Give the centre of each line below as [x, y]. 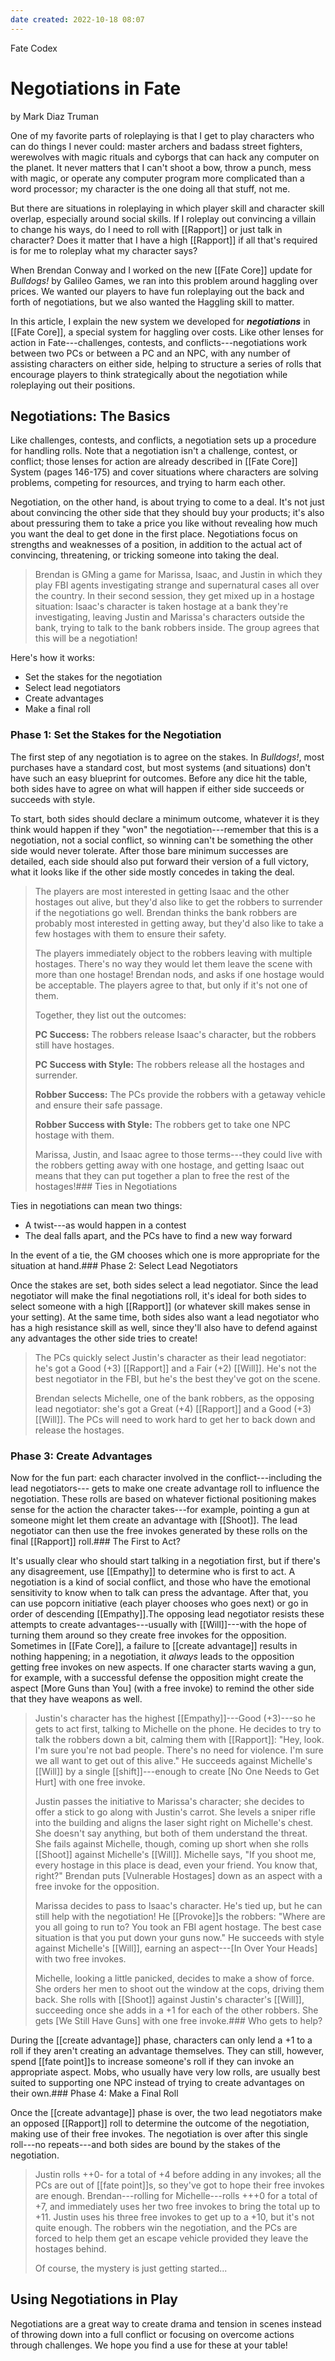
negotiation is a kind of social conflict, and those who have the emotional [160, 1582]
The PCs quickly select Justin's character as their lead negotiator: [170, 1357]
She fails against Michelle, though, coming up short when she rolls [171, 1843]
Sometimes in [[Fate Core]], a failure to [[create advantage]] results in [154, 1645]
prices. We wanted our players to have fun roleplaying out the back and [157, 291]
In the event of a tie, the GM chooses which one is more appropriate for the [165, 1255]
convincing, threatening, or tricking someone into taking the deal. [145, 555]
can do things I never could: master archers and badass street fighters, [156, 146]
